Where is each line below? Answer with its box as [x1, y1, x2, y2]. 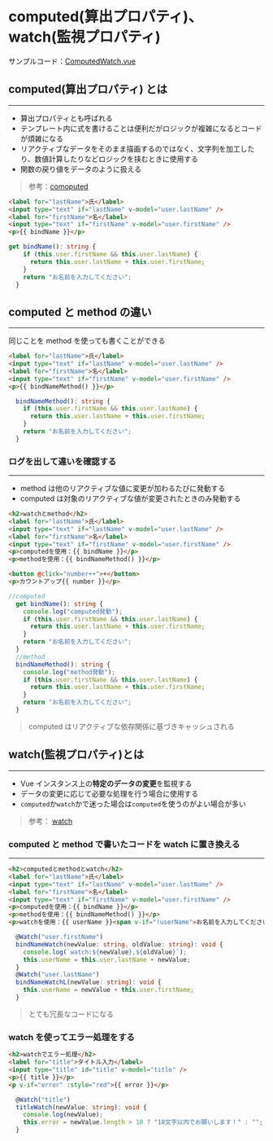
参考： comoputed [28, 181, 89, 191]
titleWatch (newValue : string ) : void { [15, 1103, 148, 1112]
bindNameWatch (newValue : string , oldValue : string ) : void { [15, 940, 223, 949]
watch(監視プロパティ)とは [8, 748, 145, 761]
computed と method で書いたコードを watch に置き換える [8, 838, 240, 849]
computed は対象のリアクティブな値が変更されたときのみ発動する [19, 494, 241, 503]
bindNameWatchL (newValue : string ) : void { [15, 978, 162, 986]
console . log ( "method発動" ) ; [23, 668, 115, 676]
